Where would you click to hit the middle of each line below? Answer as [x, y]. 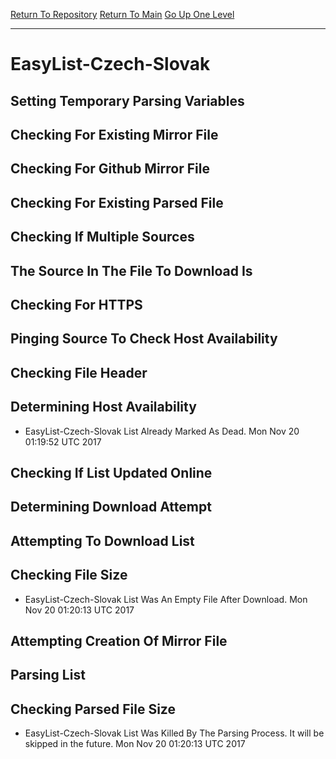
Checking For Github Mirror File [110, 169]
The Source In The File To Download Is [131, 270]
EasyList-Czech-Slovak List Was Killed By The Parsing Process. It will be [174, 733]
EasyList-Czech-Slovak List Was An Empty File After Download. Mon [166, 599]
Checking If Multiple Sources [102, 237]
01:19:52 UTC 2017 [63, 441]
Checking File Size [69, 575]
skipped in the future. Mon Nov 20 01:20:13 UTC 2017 [135, 744]
